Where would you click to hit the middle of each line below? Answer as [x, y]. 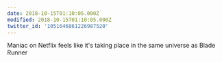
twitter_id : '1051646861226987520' [58, 26]
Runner [17, 52]
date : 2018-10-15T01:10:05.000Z [53, 13]
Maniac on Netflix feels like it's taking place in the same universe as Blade [111, 46]
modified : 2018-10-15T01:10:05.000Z [59, 20]
